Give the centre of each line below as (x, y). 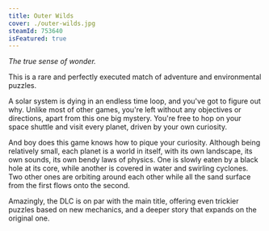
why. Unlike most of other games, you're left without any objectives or (125, 110)
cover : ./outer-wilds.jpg (52, 23)
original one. (29, 218)
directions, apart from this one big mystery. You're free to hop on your (125, 119)
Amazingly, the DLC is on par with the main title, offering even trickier (124, 201)
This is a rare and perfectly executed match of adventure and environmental (135, 77)
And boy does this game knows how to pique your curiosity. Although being (134, 143)
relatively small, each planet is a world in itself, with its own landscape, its (130, 151)
